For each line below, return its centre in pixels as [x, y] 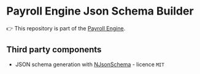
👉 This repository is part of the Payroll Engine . [66, 28]
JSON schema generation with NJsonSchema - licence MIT [90, 64]
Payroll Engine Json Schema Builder [100, 11]
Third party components [54, 50]
